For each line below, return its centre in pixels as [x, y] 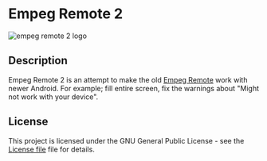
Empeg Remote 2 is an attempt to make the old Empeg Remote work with [128, 79]
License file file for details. [52, 149]
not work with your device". [53, 97]
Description [38, 61]
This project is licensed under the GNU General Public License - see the [126, 140]
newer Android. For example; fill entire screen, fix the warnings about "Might [134, 88]
